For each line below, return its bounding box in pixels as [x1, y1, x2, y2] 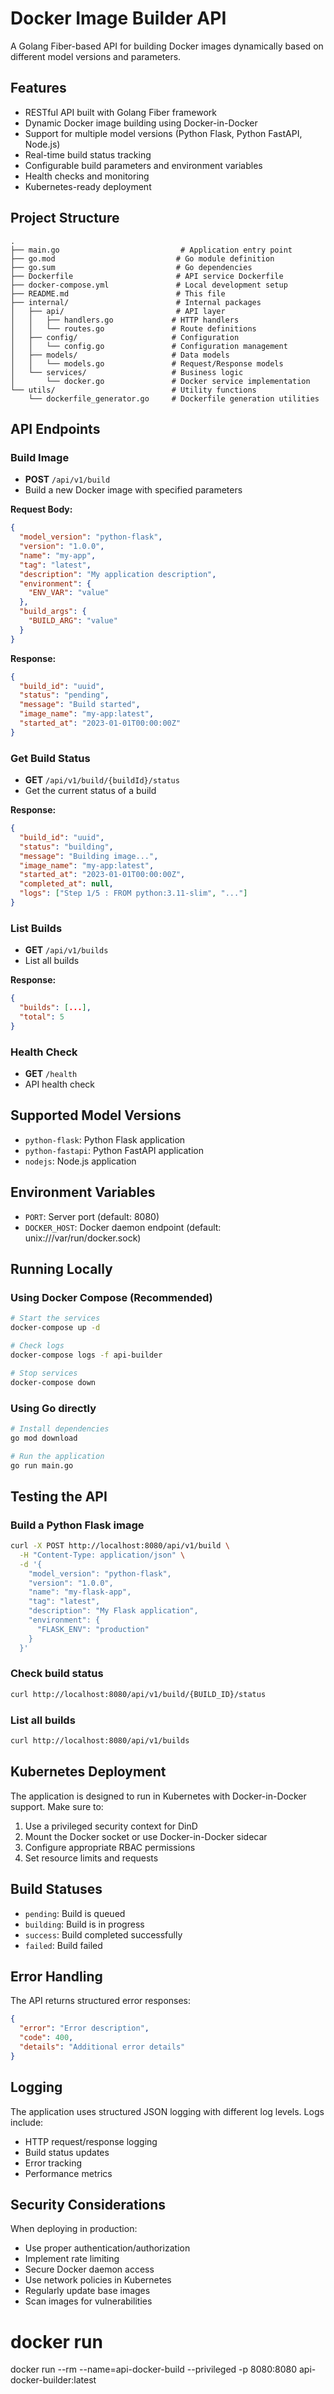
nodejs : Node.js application [24, 1155, 137, 1167]
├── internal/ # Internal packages [10, 297, 262, 307]
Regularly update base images [24, 2285, 151, 2297]
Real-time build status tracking [24, 148, 152, 161]
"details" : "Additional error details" [19, 2042, 186, 2052]
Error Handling [10, 1968, 103, 1985]
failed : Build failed [24, 1939, 103, 1951]
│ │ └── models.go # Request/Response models [10, 358, 284, 369]
